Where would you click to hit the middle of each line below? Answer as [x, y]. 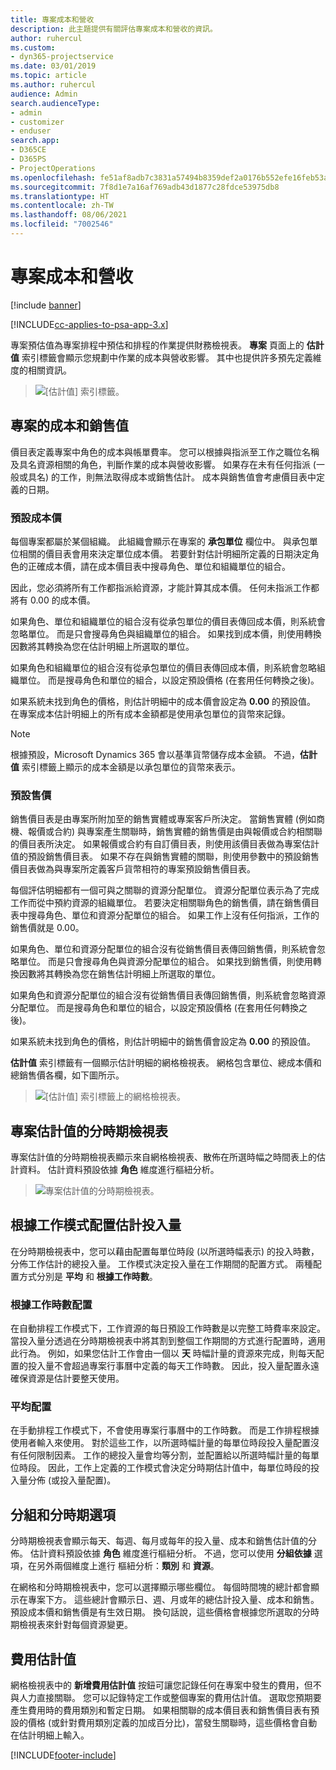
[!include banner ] [46, 305]
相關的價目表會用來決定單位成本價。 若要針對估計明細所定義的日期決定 [164, 553]
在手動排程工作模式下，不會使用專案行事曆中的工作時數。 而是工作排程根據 [165, 1430]
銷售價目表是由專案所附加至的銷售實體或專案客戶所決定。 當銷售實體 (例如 [163, 819]
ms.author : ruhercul [53, 85]
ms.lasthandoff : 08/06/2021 [69, 215]
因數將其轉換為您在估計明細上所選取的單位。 [102, 646]
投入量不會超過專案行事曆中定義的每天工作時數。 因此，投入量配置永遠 [173, 1366]
